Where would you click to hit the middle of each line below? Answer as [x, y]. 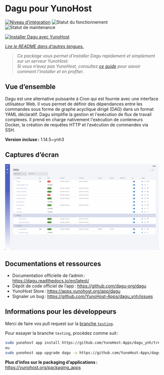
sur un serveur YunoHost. [43, 61]
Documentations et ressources [53, 263]
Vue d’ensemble [31, 87]
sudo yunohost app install [32, 343]
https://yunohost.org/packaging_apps [43, 368]
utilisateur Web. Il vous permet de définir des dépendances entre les [74, 104]
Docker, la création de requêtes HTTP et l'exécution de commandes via [77, 125]
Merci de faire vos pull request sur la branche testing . [60, 324]
